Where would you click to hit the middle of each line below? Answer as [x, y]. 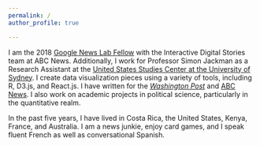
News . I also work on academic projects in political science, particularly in [128, 94]
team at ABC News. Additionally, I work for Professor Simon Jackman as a [128, 61]
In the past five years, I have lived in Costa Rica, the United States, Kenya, [128, 118]
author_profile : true [44, 23]
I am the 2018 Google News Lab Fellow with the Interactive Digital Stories [127, 52]
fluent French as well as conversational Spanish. [87, 134]
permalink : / [30, 15]
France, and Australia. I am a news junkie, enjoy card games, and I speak [126, 126]
